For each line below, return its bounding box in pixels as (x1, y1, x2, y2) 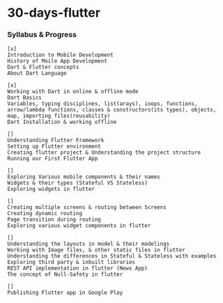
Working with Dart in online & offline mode (7, 88, 139, 95)
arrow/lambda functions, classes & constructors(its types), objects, (7, 107, 217, 114)
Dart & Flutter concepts (7, 64, 79, 71)
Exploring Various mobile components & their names (7, 173, 160, 180)
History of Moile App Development (7, 58, 108, 65)
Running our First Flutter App (7, 155, 98, 162)
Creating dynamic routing (7, 210, 82, 217)
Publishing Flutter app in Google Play (7, 289, 123, 297)
